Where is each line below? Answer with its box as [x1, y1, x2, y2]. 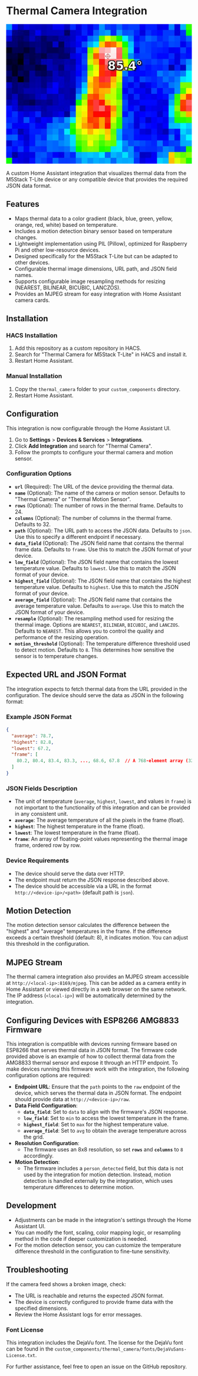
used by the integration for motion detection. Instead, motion [23, 1171, 171, 1178]
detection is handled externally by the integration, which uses [23, 1177, 173, 1184]
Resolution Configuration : [14, 1139, 80, 1147]
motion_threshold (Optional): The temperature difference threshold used [14, 640, 190, 647]
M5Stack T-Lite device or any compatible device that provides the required [6, 175, 189, 183]
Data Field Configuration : [14, 1102, 78, 1109]
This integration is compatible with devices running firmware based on [6, 1040, 177, 1047]
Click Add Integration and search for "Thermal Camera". [14, 442, 152, 450]
